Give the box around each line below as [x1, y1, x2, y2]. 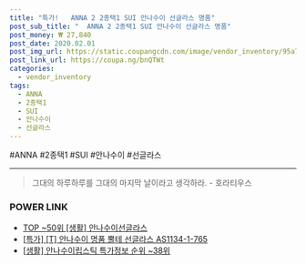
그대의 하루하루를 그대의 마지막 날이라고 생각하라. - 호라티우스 [31, 178, 252, 188]
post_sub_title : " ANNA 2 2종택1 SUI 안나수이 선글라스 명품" [9, 22, 232, 31]
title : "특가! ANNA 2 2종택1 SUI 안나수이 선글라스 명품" [9, 13, 216, 23]
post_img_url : [9, 47, 64, 56]
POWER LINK [9, 200, 68, 213]
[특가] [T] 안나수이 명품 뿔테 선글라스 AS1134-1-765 [22, 234, 208, 245]
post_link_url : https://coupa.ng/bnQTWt [9, 56, 166, 65]
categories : [9, 65, 55, 74]
